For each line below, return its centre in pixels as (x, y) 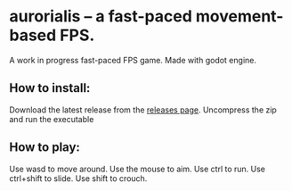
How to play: (45, 148)
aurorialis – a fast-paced (101, 17)
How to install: (50, 88)
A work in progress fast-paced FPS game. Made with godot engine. (133, 60)
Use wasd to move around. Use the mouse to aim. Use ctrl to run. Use (137, 169)
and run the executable (52, 119)
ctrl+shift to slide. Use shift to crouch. (78, 178)
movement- (239, 17)
